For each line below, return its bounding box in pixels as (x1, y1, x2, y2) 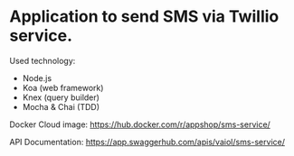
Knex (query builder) (22, 92, 100, 103)
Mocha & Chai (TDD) (22, 101, 100, 112)
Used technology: (9, 55, 76, 66)
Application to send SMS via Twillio (9, 6, 280, 27)
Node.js (22, 72, 52, 83)
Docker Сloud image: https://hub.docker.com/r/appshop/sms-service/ (9, 119, 271, 130)
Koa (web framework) (22, 82, 104, 93)
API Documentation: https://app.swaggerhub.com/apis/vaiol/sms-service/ (9, 136, 285, 147)
